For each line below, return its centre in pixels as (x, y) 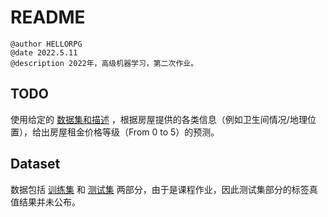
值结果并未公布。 (45, 202)
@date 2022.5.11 (44, 52)
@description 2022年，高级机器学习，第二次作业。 (104, 63)
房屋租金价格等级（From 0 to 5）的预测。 (134, 132)
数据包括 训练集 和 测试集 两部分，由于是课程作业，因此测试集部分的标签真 (164, 189)
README (48, 17)
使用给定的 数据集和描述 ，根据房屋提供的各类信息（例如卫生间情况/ (150, 119)
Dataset (35, 164)
